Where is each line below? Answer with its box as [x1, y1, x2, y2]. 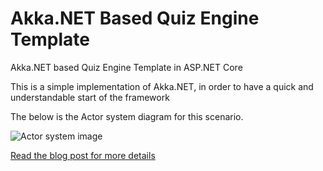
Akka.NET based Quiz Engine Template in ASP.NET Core [10, 61, 243, 73]
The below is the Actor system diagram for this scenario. [10, 110, 244, 122]
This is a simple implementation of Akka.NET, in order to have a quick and [10, 80, 314, 92]
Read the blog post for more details [10, 149, 156, 161]
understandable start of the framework [10, 91, 170, 103]
